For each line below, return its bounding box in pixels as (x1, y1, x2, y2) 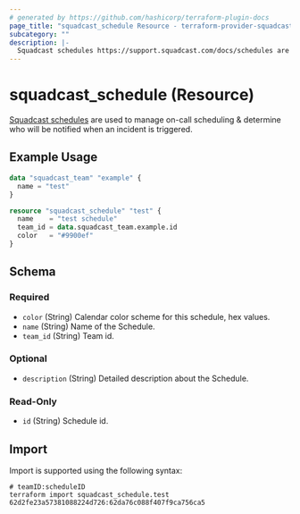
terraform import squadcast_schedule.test (9, 490, 170, 499)
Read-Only (9, 395, 58, 408)
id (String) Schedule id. (21, 416, 109, 426)
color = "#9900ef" (17, 232, 94, 240)
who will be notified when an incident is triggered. (9, 124, 194, 135)
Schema (9, 265, 56, 280)
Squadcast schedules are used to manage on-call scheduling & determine (9, 114, 281, 125)
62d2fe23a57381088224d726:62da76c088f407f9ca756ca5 (9, 498, 205, 507)
